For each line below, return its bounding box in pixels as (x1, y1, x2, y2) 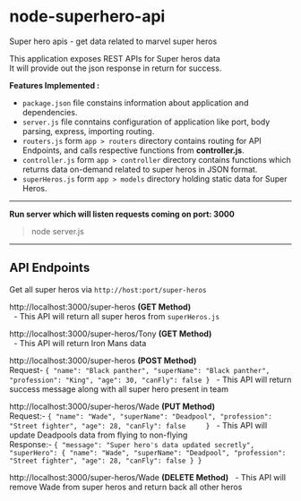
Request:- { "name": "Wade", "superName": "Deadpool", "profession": (9, 410, 273, 421)
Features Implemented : (9, 80, 100, 90)
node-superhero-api (9, 6, 166, 27)
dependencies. (21, 106, 78, 117)
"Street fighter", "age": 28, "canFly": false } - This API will (9, 420, 268, 430)
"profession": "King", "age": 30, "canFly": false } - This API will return (9, 374, 292, 385)
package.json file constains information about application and (21, 97, 249, 108)
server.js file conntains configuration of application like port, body (21, 116, 271, 127)
